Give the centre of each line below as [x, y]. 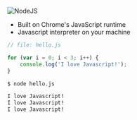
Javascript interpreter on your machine [74, 32]
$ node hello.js [31, 84]
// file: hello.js [34, 45]
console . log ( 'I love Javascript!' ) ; [74, 64]
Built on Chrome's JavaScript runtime [72, 24]
